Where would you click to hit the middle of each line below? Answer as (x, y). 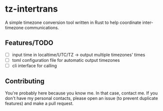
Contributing (25, 81)
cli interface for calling (34, 65)
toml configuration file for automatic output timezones (66, 60)
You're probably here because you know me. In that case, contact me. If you (81, 93)
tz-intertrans (32, 9)
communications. (42, 27)
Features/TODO (29, 43)
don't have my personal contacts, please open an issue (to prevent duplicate (81, 98)
